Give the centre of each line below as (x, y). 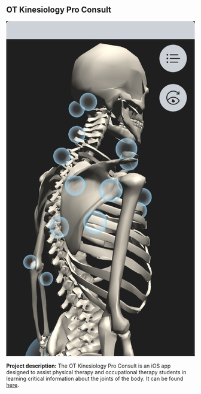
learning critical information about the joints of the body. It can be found (95, 379)
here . (13, 385)
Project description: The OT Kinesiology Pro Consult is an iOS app (89, 366)
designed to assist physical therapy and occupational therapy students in (96, 372)
